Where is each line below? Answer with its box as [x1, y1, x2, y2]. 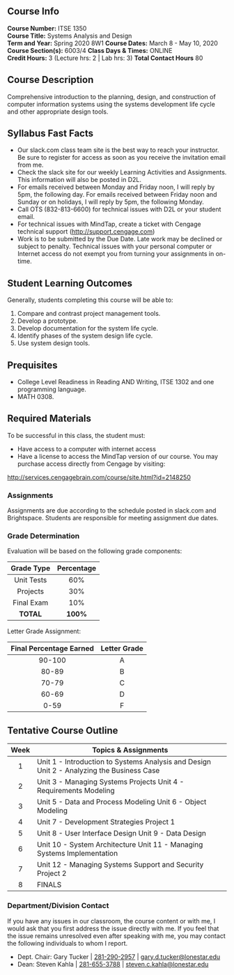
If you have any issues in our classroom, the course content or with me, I [7, 916, 216, 925]
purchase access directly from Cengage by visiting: [17, 460, 166, 468]
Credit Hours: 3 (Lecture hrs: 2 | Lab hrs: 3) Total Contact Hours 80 [7, 54, 203, 62]
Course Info [7, 6, 60, 17]
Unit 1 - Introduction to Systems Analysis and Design [37, 757, 211, 766]
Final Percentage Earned [10, 644, 94, 653]
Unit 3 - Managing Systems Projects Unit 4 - [37, 777, 185, 787]
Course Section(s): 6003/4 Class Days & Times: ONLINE [7, 46, 173, 54]
